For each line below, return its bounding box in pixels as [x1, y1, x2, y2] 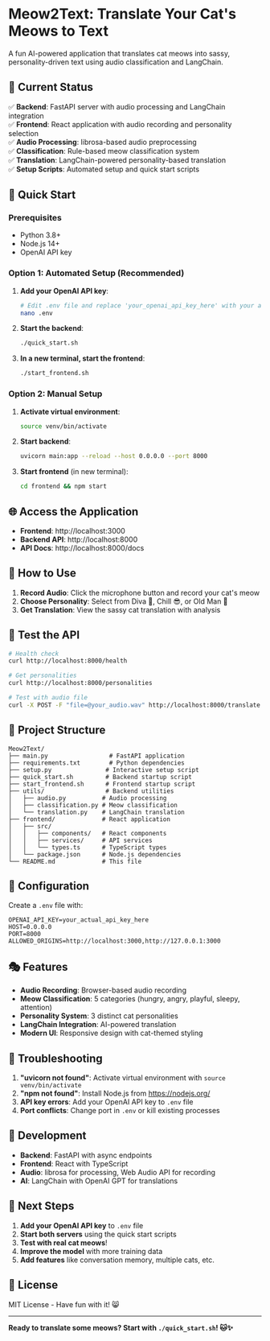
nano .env [19, 309, 54, 317]
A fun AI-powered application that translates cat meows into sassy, [8, 48, 231, 58]
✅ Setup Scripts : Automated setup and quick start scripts [8, 164, 199, 174]
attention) [19, 1003, 52, 1013]
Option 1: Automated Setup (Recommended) [8, 267, 185, 279]
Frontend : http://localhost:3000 [19, 526, 126, 535]
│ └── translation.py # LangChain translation [8, 808, 185, 816]
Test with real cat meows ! [19, 1237, 108, 1248]
